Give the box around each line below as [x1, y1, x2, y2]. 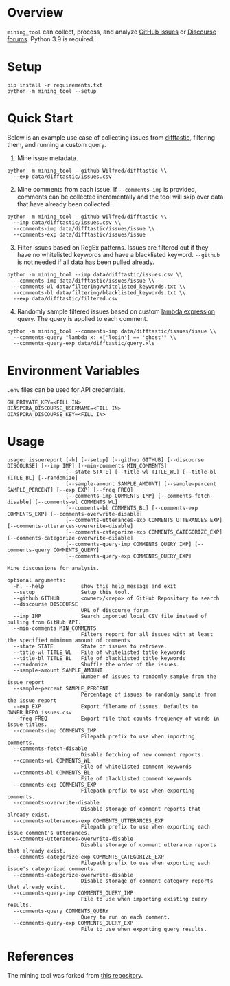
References [7, 948, 74, 964]
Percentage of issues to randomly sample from [80, 691, 216, 698]
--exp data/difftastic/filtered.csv [13, 295, 118, 302]
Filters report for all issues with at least [80, 631, 214, 637]
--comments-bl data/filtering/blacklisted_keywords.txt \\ [13, 289, 186, 296]
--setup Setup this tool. [13, 589, 130, 595]
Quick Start [7, 111, 73, 127]
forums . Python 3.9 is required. [7, 34, 95, 43]
